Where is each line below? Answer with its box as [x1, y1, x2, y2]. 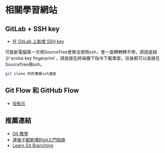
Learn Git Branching [12, 142, 54, 148]
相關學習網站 [5, 4, 58, 16]
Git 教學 [12, 130, 29, 137]
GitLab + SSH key [5, 24, 60, 33]
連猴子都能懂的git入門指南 [12, 137, 66, 143]
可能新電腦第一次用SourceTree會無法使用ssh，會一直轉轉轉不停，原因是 [5, 49, 153, 55]
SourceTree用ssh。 [5, 62, 45, 67]
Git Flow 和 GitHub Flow [5, 86, 79, 95]
